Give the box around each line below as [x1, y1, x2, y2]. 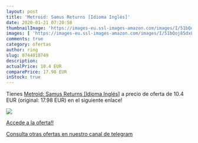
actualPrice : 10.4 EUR [6, 63, 62, 69]
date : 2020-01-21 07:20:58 [6, 19, 72, 25]
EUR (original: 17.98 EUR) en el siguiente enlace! [6, 97, 123, 104]
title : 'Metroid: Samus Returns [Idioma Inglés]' [6, 14, 131, 20]
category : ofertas [6, 42, 51, 48]
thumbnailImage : [6, 25, 46, 31]
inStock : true [6, 74, 41, 80]
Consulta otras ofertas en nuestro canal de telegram [6, 131, 133, 138]
